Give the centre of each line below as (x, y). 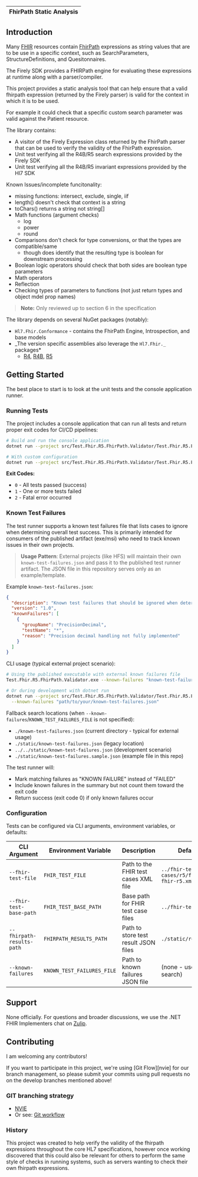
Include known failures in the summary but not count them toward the (99, 785)
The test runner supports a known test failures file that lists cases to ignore (97, 525)
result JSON (138, 943)
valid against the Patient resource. (48, 118)
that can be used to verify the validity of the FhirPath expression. (93, 148)
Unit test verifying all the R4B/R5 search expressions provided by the (98, 154)
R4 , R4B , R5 (38, 356)
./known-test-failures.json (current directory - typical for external (97, 731)
